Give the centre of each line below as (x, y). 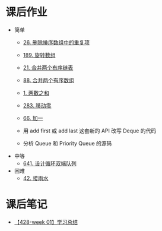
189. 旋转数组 (39, 55)
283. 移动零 (37, 105)
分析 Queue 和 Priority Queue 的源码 (67, 143)
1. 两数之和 (36, 93)
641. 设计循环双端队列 (50, 163)
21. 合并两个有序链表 (48, 67)
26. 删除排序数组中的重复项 (56, 42)
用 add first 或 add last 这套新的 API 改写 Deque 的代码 (90, 131)
